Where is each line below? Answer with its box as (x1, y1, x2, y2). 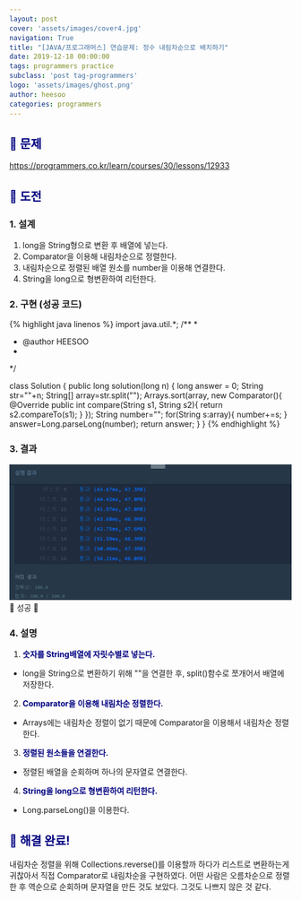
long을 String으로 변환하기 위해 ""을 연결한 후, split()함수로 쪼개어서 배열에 (21, 668, 285, 679)
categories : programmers (9, 100, 102, 108)
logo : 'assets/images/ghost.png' (9, 81, 134, 90)
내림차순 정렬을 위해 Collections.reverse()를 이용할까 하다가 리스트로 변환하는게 (9, 859, 289, 870)
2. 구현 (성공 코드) (9, 298, 82, 310)
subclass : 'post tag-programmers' (9, 72, 139, 81)
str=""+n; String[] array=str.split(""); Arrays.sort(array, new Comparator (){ (9, 390, 282, 401)
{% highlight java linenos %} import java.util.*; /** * (9, 319, 199, 330)
